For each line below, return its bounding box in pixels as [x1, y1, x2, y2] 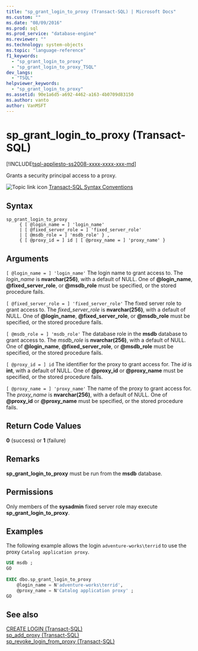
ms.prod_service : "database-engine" [6, 31, 97, 37]
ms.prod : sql [6, 25, 39, 32]
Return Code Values [6, 421, 82, 431]
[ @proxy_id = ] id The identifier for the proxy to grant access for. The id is [6, 361, 192, 368]
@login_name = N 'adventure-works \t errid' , [17, 582, 123, 588]
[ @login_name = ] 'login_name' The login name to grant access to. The [6, 269, 183, 276]
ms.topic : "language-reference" [6, 48, 86, 54]
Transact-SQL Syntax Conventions [48, 184, 133, 191]
